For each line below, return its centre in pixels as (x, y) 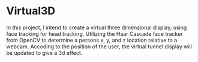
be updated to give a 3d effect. (44, 52)
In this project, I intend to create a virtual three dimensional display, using (97, 27)
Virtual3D (31, 11)
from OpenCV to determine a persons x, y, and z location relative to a (92, 40)
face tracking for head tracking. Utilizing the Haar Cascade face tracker (94, 33)
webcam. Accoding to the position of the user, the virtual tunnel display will (99, 46)
